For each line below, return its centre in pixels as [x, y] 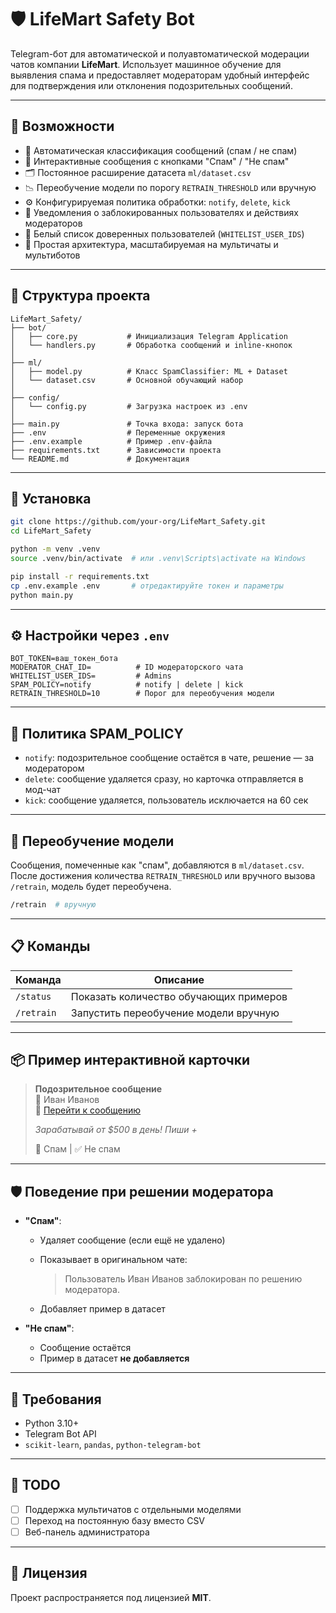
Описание [179, 979]
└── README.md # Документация [100, 459]
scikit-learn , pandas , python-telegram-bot [113, 1445]
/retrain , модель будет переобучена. [91, 886]
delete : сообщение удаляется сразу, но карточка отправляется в [164, 779]
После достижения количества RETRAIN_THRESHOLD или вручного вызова [163, 875]
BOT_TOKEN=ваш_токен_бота [64, 659]
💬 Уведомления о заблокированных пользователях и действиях [161, 212]
